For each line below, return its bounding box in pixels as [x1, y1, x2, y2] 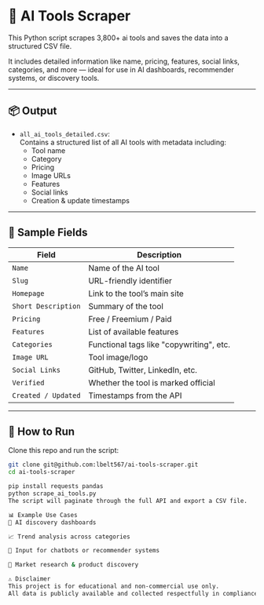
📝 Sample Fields [8, 226, 88, 239]
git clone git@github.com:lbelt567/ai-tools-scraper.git [8, 461, 199, 469]
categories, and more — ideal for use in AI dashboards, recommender [8, 64, 234, 74]
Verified [12, 378, 45, 387]
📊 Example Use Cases [8, 511, 78, 519]
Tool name [31, 145, 66, 155]
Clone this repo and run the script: [8, 446, 119, 455]
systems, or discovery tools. [8, 73, 100, 82]
